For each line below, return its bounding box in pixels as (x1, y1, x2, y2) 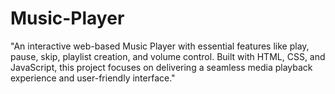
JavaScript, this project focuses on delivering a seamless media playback (10, 61, 313, 73)
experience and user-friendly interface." (10, 72, 176, 84)
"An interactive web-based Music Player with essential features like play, (10, 40, 310, 52)
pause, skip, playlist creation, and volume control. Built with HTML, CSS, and (10, 50, 326, 62)
